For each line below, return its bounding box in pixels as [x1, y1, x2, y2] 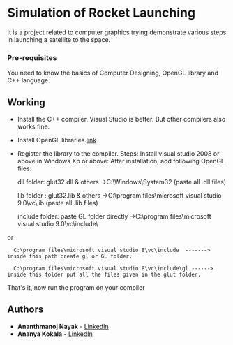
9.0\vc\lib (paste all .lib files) [17, 199, 99, 207]
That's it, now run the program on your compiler [7, 284, 145, 292]
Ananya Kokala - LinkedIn [17, 330, 93, 338]
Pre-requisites [7, 52, 57, 62]
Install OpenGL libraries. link [17, 136, 97, 145]
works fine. [17, 122, 50, 131]
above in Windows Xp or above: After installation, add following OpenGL [17, 157, 225, 166]
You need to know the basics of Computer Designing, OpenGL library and [7, 68, 218, 78]
